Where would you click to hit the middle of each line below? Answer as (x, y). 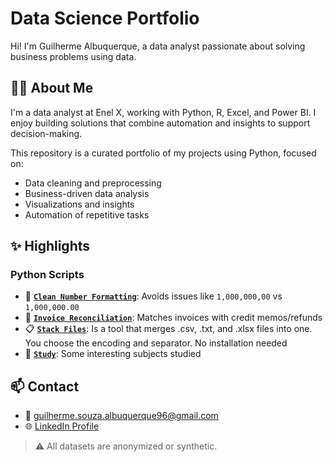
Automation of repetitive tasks (87, 214)
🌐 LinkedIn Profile (62, 426)
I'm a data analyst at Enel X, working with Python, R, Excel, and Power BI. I (163, 112)
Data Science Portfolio (105, 18)
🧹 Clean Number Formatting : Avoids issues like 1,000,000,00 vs (153, 296)
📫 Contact (45, 386)
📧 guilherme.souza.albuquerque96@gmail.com (121, 416)
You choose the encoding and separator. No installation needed (156, 343)
